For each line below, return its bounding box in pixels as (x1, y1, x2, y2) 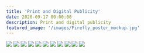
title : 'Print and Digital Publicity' (6, 8, 101, 15)
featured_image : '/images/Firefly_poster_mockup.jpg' (6, 24, 140, 31)
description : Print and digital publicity (6, 19, 111, 25)
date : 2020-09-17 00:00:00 (6, 14, 72, 20)
